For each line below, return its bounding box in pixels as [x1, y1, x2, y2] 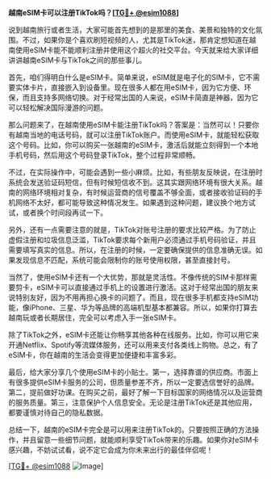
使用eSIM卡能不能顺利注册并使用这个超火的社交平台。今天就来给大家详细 [15, 45, 259, 55]
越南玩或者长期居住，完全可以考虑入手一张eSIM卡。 [8, 313, 181, 322]
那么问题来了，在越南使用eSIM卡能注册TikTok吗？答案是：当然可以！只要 [8, 120, 252, 129]
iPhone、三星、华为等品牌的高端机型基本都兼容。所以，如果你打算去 [29, 303, 258, 312]
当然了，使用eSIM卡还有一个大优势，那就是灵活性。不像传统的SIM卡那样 [8, 272, 250, 282]
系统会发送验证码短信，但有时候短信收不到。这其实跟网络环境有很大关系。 [8, 178, 256, 187]
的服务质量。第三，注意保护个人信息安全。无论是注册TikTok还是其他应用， [8, 397, 256, 407]
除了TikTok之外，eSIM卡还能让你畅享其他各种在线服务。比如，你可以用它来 [8, 330, 260, 339]
